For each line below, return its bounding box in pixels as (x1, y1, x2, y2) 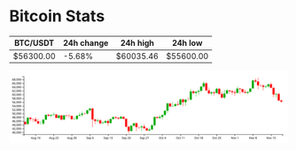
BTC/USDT (14, 38, 55, 49)
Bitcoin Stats (9, 6, 105, 26)
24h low (171, 38, 203, 49)
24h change (63, 38, 109, 49)
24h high (120, 38, 155, 49)
